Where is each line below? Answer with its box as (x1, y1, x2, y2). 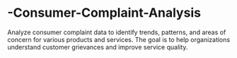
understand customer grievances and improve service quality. (7, 43, 188, 51)
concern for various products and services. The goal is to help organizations (7, 35, 231, 43)
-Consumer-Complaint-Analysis (7, 5, 202, 21)
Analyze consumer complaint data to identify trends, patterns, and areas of (7, 28, 226, 36)
